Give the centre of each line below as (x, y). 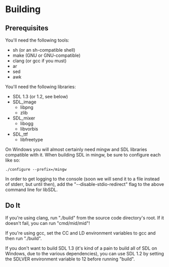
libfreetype (31, 140)
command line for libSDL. (32, 189)
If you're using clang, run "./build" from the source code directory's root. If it (85, 218)
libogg (27, 123)
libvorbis (29, 129)
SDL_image (24, 102)
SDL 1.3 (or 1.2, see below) (40, 97)
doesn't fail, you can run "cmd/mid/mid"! (48, 223)
